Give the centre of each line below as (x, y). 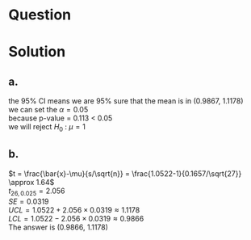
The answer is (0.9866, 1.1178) (59, 227)
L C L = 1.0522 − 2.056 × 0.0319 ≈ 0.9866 (76, 218)
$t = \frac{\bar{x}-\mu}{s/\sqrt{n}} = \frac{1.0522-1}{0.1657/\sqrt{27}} (125, 173)
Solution (37, 52)
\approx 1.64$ (31, 182)
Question (40, 15)
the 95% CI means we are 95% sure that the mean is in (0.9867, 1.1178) (126, 101)
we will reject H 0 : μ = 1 (47, 128)
